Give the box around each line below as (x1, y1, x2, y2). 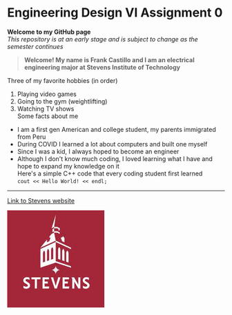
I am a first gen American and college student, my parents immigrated (17, 125, 216, 133)
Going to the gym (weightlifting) (17, 97, 108, 105)
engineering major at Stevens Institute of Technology (23, 63, 181, 71)
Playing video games (17, 90, 77, 98)
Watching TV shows (17, 104, 75, 113)
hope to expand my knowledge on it (17, 162, 119, 170)
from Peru (17, 133, 46, 141)
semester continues (7, 42, 64, 50)
